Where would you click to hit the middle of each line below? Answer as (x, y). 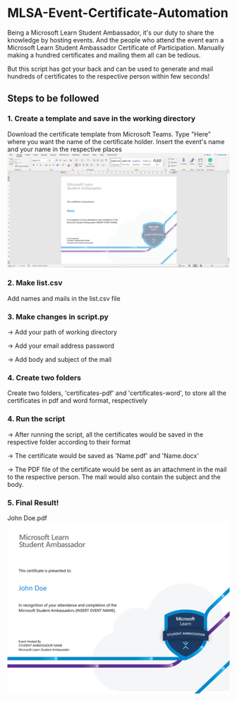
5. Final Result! (33, 502)
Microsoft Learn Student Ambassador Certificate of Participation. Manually (116, 47)
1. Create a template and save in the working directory (102, 119)
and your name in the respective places (65, 149)
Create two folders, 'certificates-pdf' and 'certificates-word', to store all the (117, 393)
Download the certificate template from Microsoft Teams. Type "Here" (109, 134)
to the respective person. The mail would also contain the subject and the (114, 477)
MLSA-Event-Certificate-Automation (118, 13)
